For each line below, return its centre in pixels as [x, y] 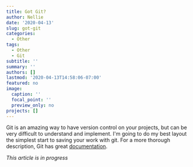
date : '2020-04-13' [30, 23]
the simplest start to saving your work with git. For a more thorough [88, 140]
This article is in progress [37, 158]
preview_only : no [33, 105]
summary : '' [21, 67]
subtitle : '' [22, 61]
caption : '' [26, 94]
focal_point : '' [31, 99]
